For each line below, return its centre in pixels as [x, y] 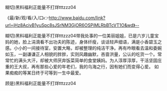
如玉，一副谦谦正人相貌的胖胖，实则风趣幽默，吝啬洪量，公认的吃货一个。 [81, 54]
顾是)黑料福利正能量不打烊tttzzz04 [41, 83]
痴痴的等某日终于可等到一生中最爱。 [46, 73]
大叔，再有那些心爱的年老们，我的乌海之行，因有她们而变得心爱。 [85, 67]
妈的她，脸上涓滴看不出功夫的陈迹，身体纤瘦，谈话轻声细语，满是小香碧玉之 [83, 42]
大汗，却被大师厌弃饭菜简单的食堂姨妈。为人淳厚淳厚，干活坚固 [92, 60]
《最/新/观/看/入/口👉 [27, 18]
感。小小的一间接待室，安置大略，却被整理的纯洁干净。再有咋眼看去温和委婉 [83, 48]
